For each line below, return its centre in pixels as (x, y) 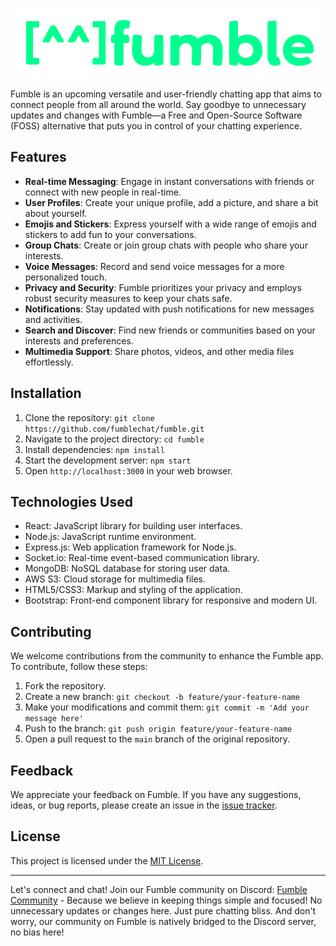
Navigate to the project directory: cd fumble (114, 439)
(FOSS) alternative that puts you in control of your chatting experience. (156, 126)
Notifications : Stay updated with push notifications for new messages (169, 309)
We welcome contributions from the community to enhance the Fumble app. (167, 656)
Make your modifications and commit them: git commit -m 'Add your (167, 707)
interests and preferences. (79, 340)
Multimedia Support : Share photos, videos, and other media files (159, 351)
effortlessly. (49, 362)
